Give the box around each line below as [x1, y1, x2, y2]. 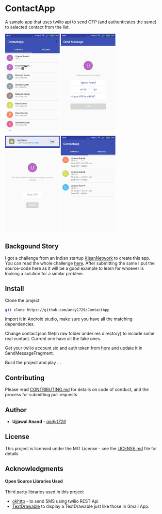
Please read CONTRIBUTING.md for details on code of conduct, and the [5, 387, 149, 392]
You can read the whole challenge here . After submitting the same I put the [5, 260, 155, 266]
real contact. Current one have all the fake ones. [5, 336, 101, 342]
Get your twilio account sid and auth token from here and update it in [5, 345, 143, 351]
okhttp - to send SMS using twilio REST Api [12, 498, 98, 504]
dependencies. [5, 321, 35, 327]
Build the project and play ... [5, 359, 61, 366]
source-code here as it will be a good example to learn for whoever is [5, 265, 144, 271]
